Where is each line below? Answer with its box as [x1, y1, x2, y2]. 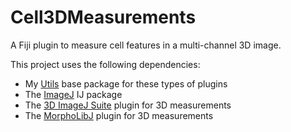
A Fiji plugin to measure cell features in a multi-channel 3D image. [10, 39, 282, 51]
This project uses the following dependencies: [10, 58, 201, 70]
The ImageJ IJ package [24, 88, 123, 100]
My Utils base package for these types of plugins [24, 77, 228, 90]
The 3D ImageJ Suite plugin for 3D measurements [24, 99, 232, 111]
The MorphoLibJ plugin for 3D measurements [24, 109, 214, 121]
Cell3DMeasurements [10, 6, 197, 29]
